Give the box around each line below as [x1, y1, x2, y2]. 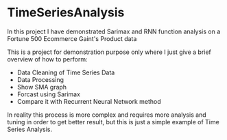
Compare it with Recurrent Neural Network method [16, 97, 161, 105]
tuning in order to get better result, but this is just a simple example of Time [7, 117, 219, 126]
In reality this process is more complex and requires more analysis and [7, 111, 207, 119]
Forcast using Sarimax [16, 90, 81, 98]
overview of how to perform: [7, 55, 88, 63]
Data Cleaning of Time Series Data [16, 68, 115, 76]
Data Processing [16, 75, 64, 83]
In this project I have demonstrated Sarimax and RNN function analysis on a [7, 27, 221, 36]
